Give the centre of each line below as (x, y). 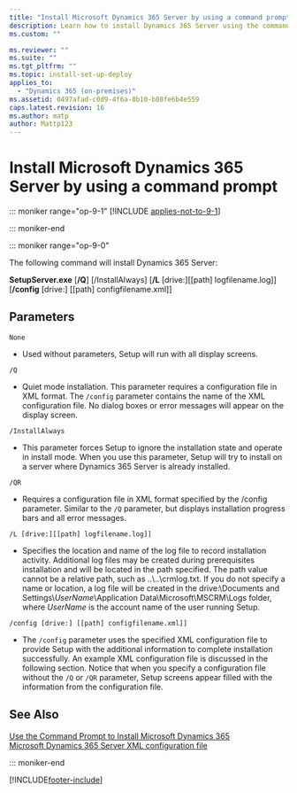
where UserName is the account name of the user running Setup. (141, 607)
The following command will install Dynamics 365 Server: (114, 263)
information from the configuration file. (92, 687)
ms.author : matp (39, 116)
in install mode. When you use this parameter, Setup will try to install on (152, 456)
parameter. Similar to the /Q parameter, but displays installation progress (153, 508)
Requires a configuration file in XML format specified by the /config (145, 499)
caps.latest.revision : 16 (57, 107)
